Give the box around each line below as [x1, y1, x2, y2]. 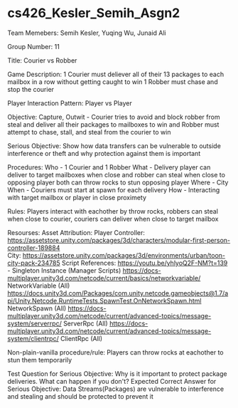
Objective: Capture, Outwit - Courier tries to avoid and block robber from [7, 113, 220, 121]
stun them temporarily [7, 355, 72, 364]
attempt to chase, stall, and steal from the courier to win [7, 127, 171, 136]
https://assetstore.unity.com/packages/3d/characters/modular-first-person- [7, 236, 231, 244]
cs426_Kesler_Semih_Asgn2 [7, 5, 180, 21]
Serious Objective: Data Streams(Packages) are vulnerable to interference [7, 385, 225, 393]
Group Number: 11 [7, 42, 60, 51]
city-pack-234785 [7, 258, 60, 267]
